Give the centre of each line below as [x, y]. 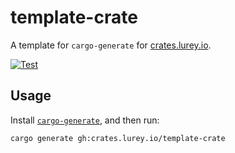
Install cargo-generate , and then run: [85, 120]
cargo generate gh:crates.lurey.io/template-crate [118, 138]
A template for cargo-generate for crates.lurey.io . [111, 45]
